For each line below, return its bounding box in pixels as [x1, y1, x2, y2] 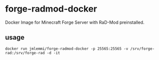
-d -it [47, 50, 60, 55]
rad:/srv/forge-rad [5, 50, 45, 55]
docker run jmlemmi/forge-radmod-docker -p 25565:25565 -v [5, 46, 129, 51]
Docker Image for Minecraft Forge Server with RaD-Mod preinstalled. [5, 19, 145, 25]
